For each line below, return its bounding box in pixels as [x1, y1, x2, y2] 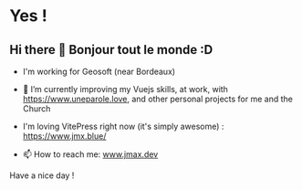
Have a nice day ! [9, 170, 75, 181]
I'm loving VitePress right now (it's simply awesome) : [22, 121, 224, 132]
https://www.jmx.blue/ [22, 131, 107, 142]
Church [22, 103, 51, 114]
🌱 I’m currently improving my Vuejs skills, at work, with [22, 84, 228, 94]
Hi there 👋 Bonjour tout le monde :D [9, 42, 213, 58]
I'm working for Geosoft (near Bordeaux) [22, 66, 176, 77]
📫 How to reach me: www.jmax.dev [22, 149, 159, 160]
